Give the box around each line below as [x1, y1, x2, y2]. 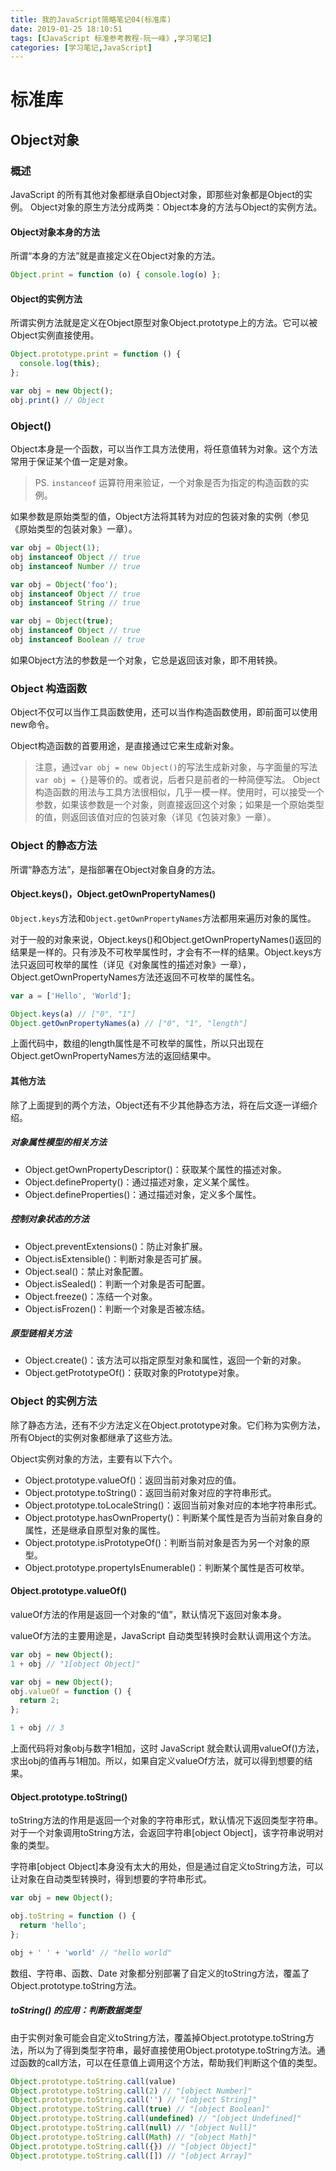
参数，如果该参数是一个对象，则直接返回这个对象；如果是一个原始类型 [34, 799, 325, 811]
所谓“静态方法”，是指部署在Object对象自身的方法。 [10, 863, 221, 875]
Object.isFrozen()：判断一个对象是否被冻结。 [24, 1302, 211, 1315]
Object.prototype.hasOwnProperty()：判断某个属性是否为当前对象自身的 [24, 1511, 323, 1523]
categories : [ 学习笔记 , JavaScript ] [10, 42, 153, 53]
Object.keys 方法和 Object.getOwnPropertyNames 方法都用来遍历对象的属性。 [10, 912, 317, 924]
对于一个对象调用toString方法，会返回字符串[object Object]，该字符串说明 [10, 1827, 315, 1839]
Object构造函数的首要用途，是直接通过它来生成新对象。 [10, 740, 240, 752]
